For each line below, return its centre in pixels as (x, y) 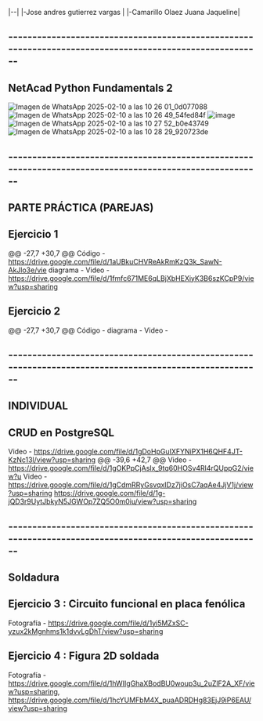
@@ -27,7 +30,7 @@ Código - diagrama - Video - (88, 330)
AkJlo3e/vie (27, 270)
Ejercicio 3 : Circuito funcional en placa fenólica (127, 604)
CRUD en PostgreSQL (61, 433)
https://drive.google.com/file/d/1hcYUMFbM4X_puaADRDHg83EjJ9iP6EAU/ (130, 700)
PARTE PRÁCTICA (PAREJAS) (81, 208)
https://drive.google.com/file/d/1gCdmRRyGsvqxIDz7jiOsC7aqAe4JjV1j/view (131, 485)
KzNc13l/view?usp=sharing (52, 460)
